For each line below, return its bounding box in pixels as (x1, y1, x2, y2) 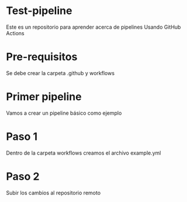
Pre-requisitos (6, 50, 78, 64)
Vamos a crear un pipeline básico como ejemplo (6, 109, 122, 117)
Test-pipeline (6, 4, 72, 18)
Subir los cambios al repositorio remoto (6, 189, 101, 196)
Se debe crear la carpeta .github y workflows (6, 69, 115, 77)
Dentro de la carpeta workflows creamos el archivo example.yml (6, 149, 161, 156)
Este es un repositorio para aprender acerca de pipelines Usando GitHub (6, 23, 181, 30)
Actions (6, 29, 25, 36)
